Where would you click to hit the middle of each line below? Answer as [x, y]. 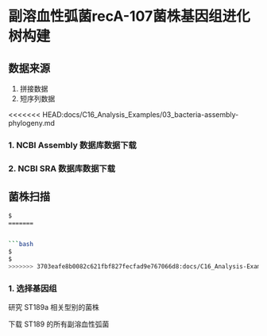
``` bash [21, 244]
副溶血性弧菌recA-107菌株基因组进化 [129, 16]
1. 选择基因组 [33, 288]
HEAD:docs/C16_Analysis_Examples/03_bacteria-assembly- [141, 115]
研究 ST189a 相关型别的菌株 [54, 307]
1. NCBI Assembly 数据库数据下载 [72, 145]
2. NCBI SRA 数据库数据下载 [62, 168]
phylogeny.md [32, 123]
